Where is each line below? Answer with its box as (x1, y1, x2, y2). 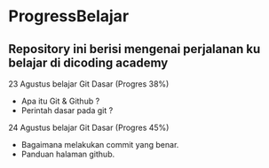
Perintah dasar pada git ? (20, 105, 114, 116)
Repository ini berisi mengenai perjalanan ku (8, 42, 261, 57)
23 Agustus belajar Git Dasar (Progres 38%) (8, 79, 170, 89)
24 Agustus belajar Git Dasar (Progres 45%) (8, 122, 170, 133)
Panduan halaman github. (20, 149, 115, 159)
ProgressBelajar (8, 6, 130, 27)
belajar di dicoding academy (8, 55, 169, 70)
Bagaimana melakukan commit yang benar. (20, 140, 179, 149)
